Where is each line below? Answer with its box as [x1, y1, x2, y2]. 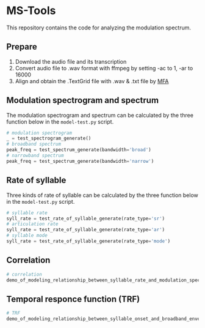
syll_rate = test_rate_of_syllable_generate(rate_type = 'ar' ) [6, 227, 165, 233]
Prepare [6, 42, 38, 52]
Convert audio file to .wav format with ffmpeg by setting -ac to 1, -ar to [15, 64, 193, 72]
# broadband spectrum [6, 141, 62, 147]
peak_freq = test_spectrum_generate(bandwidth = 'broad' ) [6, 147, 151, 153]
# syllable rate [6, 209, 48, 216]
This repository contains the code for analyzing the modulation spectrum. [6, 24, 191, 31]
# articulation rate [6, 221, 59, 227]
